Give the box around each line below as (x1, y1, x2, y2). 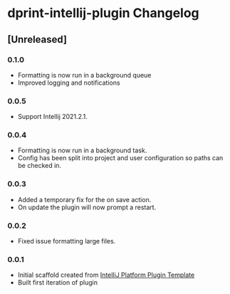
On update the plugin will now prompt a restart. (17, 203, 157, 211)
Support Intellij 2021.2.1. (17, 112, 88, 121)
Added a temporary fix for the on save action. (17, 195, 152, 204)
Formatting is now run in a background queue (17, 70, 152, 79)
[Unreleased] (7, 33, 68, 46)
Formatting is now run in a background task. (17, 146, 147, 154)
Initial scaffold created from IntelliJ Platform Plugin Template (17, 271, 195, 279)
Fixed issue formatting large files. (17, 237, 116, 246)
